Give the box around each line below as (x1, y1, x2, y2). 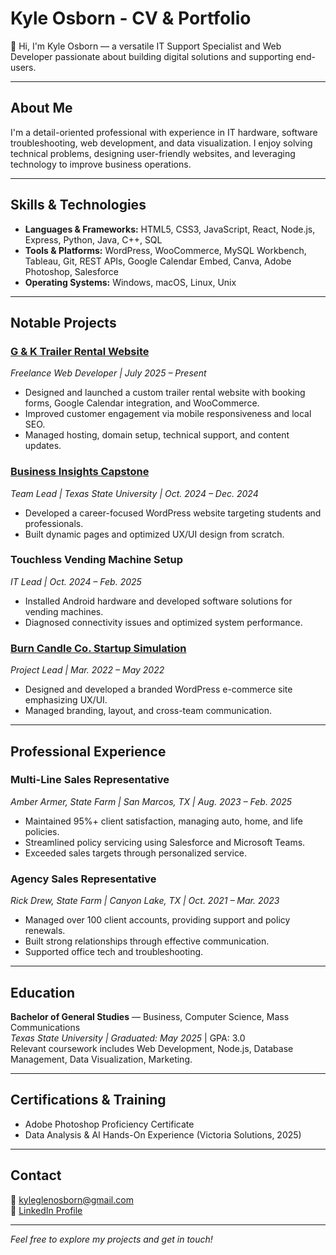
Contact (10, 1167, 62, 1184)
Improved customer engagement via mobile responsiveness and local (24, 408, 312, 420)
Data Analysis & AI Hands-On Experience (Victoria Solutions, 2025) (24, 1128, 302, 1141)
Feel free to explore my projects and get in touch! (10, 1233, 213, 1245)
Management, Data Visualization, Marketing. (10, 1053, 193, 1065)
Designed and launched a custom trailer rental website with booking (24, 387, 306, 399)
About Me (10, 100, 73, 117)
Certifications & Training (10, 1092, 167, 1109)
